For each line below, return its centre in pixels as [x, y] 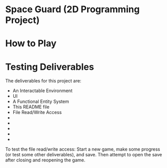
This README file [31, 107]
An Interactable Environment [43, 91]
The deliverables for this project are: [43, 81]
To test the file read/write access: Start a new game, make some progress [83, 149]
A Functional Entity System [41, 102]
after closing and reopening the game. [45, 160]
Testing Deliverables [50, 67]
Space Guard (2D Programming [73, 9]
